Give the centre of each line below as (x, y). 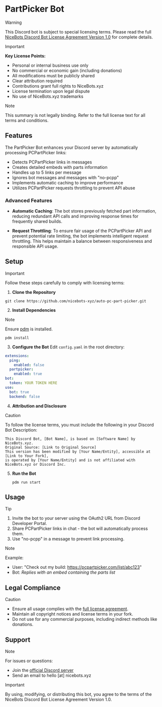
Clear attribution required (37, 81)
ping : (15, 360)
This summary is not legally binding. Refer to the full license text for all (75, 115)
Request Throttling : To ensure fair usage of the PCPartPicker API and (82, 231)
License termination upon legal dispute (51, 91)
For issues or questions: (29, 661)
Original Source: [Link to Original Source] (51, 447)
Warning (13, 22)
